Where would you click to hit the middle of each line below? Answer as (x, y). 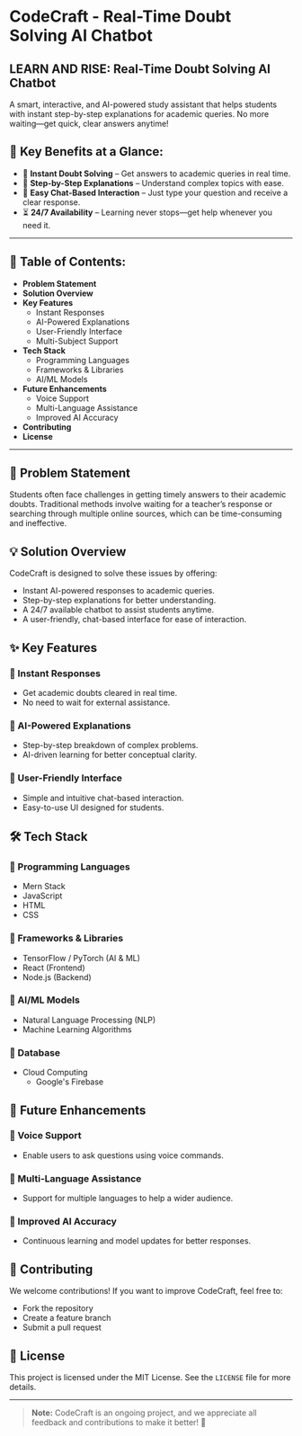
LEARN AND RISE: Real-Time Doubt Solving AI (140, 69)
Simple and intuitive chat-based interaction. (103, 798)
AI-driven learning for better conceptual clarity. (110, 755)
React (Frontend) (53, 968)
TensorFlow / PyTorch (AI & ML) (81, 958)
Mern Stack (44, 887)
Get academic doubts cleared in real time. (100, 692)
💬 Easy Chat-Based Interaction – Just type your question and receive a (155, 192)
